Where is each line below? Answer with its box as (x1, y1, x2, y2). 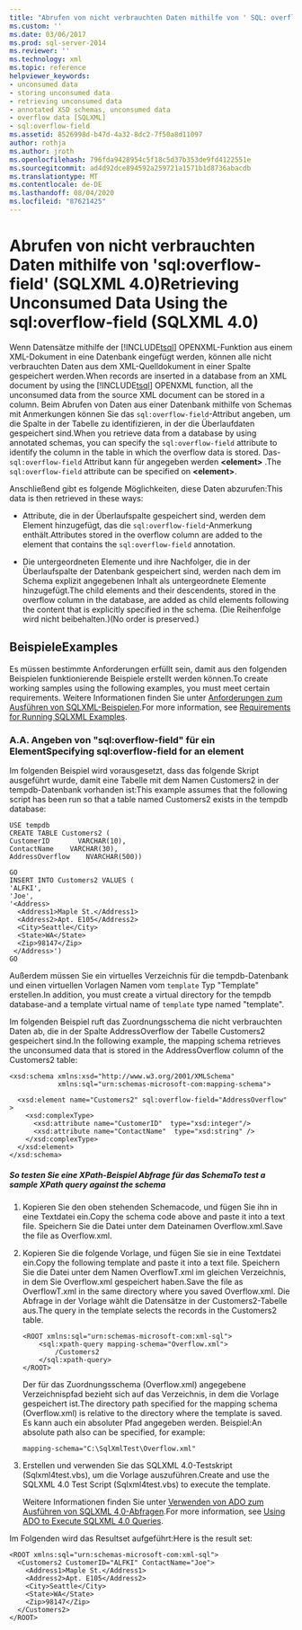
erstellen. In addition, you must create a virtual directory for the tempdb (9, 989, 271, 1000)
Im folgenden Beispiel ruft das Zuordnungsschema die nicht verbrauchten (9, 1016, 283, 1027)
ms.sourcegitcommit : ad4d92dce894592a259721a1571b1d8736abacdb (9, 164, 252, 173)
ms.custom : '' (9, 22, 63, 31)
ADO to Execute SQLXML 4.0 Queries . (22, 1515, 164, 1526)
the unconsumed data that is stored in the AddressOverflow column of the (9, 1044, 285, 1056)
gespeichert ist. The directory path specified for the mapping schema (22, 1398, 279, 1409)
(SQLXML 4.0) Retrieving (52, 274, 240, 295)
